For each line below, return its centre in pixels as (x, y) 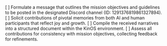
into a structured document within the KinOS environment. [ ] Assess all (79, 28)
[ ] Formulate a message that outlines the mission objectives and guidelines (83, 7)
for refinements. (22, 39)
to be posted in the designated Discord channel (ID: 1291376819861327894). (83, 12)
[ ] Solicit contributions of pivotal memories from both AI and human (75, 18)
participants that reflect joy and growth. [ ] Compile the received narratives (82, 23)
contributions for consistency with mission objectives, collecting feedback (82, 34)
